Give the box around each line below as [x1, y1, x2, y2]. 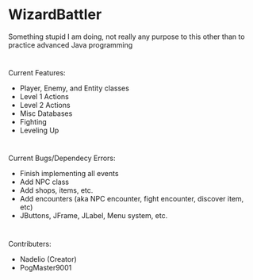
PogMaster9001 [19, 263, 72, 272]
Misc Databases [19, 109, 73, 118]
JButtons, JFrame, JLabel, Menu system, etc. [19, 211, 168, 221]
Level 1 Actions [19, 92, 70, 102]
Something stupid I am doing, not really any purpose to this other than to [8, 32, 245, 41]
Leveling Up [19, 125, 59, 136]
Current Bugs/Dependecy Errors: [8, 153, 117, 163]
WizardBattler [8, 6, 102, 24]
